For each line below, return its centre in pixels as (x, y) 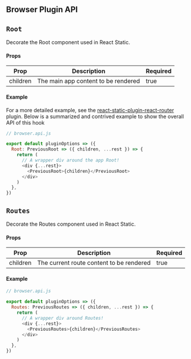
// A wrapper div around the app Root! (70, 160)
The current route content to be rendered (94, 263)
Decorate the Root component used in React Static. (68, 42)
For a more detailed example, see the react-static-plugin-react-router (90, 110)
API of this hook (26, 122)
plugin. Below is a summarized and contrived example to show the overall (95, 116)
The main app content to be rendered (89, 81)
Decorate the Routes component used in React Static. (71, 224)
